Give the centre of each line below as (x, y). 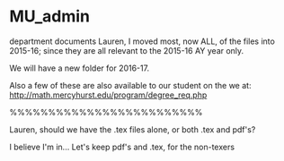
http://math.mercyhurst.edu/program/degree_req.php (108, 95)
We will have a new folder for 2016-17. (80, 68)
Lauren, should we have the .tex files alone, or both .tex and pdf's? (133, 129)
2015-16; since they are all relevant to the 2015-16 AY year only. (127, 50)
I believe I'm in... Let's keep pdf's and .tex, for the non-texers (122, 147)
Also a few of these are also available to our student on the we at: (130, 85)
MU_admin (49, 17)
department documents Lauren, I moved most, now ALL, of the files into (142, 41)
